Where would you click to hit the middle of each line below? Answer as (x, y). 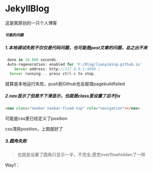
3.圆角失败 (16, 141)
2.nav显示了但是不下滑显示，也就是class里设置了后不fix (63, 96)
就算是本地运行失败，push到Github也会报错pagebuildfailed (65, 84)
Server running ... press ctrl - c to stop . (53, 74)
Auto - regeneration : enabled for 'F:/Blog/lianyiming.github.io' (75, 65)
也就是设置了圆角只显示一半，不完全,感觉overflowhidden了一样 (81, 154)
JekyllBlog (27, 9)
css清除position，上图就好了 (34, 129)
